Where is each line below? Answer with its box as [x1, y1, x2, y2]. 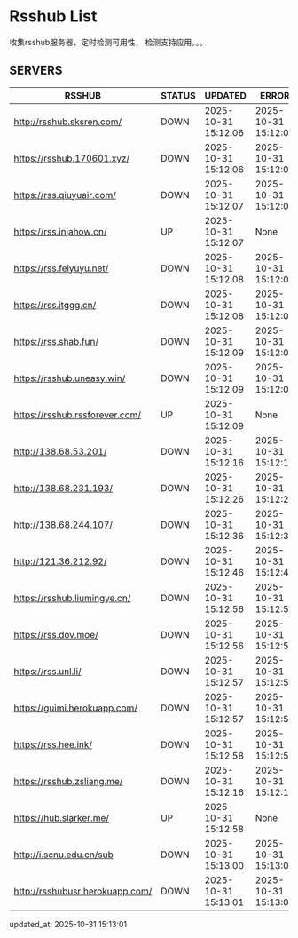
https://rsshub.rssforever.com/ [13, 409, 142, 421]
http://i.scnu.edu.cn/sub [13, 848, 114, 861]
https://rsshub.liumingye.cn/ [13, 592, 131, 604]
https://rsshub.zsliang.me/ [13, 775, 123, 787]
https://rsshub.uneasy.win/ [13, 371, 126, 384]
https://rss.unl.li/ [13, 664, 82, 677]
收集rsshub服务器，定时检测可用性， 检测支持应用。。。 [9, 36, 208, 47]
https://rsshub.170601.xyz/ [13, 152, 130, 164]
